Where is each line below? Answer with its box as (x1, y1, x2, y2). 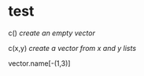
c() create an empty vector (8, 28, 96, 38)
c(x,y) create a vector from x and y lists (8, 43, 136, 52)
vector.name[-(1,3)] (8, 58, 71, 68)
